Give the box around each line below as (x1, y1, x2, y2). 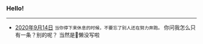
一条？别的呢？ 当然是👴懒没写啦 (20, 32, 100, 39)
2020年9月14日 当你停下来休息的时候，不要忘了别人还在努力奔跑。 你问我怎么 (14, 24, 191, 31)
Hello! (6, 4, 24, 12)
